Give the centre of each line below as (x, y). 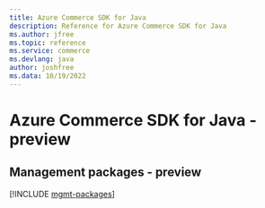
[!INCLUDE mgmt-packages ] (62, 194)
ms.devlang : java (42, 59)
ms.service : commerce (50, 51)
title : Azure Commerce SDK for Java (78, 17)
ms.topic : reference (48, 43)
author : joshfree (42, 68)
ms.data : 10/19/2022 (48, 76)
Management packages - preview (106, 173)
